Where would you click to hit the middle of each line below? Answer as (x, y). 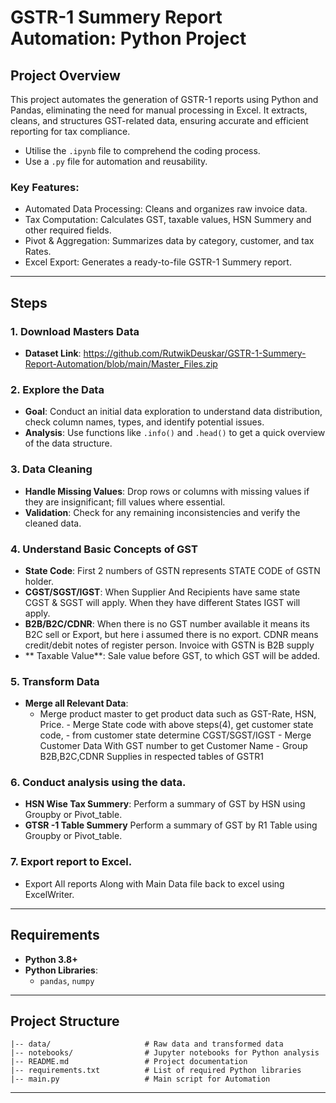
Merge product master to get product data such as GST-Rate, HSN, (178, 714)
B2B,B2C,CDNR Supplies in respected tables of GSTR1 (151, 757)
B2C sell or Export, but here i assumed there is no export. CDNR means (171, 634)
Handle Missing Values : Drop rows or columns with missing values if (167, 491)
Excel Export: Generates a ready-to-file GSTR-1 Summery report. (158, 262)
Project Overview (65, 75)
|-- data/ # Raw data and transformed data (147, 1044)
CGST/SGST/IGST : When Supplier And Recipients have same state (162, 592)
